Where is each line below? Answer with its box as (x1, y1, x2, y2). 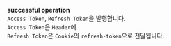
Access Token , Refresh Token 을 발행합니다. (7, 14, 127, 22)
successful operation (7, 6, 71, 14)
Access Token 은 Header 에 (7, 23, 76, 31)
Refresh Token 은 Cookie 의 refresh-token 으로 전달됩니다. (7, 31, 165, 40)
